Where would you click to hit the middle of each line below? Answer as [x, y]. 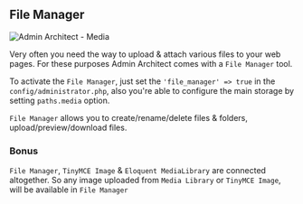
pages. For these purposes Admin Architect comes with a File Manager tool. [151, 63]
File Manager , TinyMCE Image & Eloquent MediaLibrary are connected [138, 171]
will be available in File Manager [69, 190]
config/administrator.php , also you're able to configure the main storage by [152, 90]
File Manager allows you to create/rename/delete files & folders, [129, 117]
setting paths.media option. [60, 100]
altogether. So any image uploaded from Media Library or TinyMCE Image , [146, 181]
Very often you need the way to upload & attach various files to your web [145, 54]
